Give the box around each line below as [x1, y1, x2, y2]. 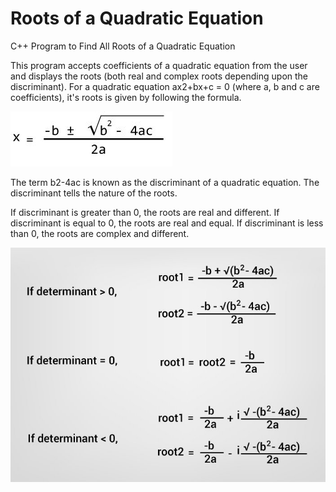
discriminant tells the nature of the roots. [10, 187, 178, 199]
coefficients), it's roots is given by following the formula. [10, 91, 242, 103]
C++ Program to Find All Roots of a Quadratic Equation [10, 40, 236, 52]
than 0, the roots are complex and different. [10, 227, 190, 239]
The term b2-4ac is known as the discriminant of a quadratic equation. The [10, 176, 320, 188]
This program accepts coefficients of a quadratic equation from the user [10, 59, 308, 71]
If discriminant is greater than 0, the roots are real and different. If [10, 206, 280, 218]
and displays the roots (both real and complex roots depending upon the [10, 70, 309, 82]
